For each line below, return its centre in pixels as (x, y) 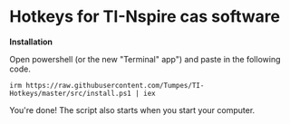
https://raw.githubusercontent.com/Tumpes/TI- (115, 85)
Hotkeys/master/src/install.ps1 (70, 93)
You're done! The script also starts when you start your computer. (132, 110)
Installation (31, 42)
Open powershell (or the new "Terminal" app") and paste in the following (145, 59)
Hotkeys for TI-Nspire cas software (145, 17)
